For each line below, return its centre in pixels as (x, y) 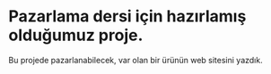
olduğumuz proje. (76, 35)
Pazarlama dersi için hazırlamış (127, 16)
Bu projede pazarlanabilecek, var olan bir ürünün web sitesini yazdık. (135, 60)
